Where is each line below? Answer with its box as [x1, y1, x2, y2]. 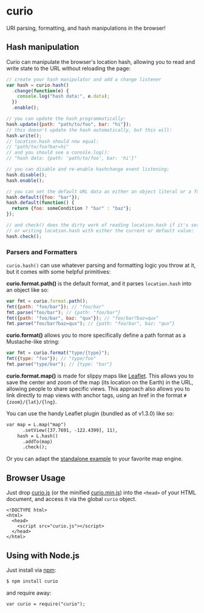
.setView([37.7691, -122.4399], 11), [22, 427, 118, 433]
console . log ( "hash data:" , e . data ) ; [17, 93, 110, 100]
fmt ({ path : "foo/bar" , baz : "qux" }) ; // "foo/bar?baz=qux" [6, 315, 159, 321]
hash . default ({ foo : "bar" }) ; [6, 194, 80, 200]
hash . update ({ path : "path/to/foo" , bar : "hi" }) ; [6, 121, 132, 127]
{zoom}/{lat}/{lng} [6, 399, 56, 405]
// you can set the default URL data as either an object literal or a [6, 189, 191, 195]
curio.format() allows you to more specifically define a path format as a [6, 331, 186, 339]
